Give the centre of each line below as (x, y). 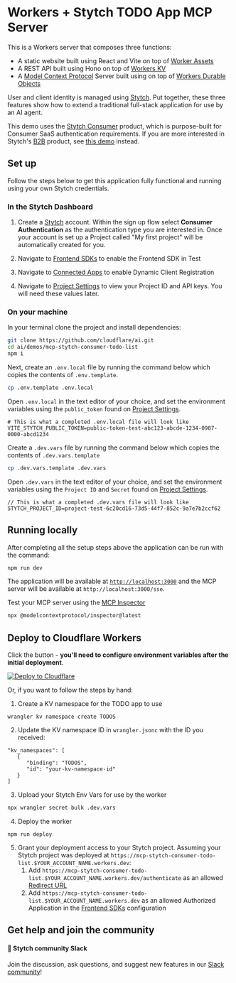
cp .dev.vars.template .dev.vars (57, 468)
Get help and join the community (81, 930)
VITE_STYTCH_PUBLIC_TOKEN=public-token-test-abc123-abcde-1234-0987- (113, 428)
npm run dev (25, 568)
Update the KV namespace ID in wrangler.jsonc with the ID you (111, 730)
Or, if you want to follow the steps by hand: (70, 690)
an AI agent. (25, 112)
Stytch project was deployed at (63, 855)
